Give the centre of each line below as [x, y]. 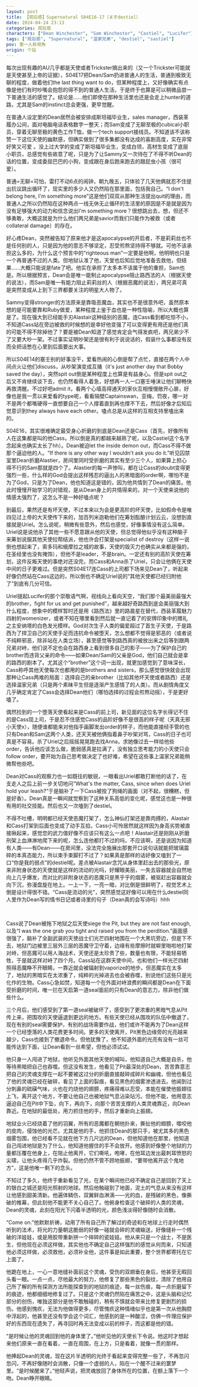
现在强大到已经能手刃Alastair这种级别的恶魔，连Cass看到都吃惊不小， [106, 317]
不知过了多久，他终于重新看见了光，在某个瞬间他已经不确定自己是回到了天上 [99, 1180]
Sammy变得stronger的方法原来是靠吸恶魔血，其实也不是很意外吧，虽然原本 [98, 302]
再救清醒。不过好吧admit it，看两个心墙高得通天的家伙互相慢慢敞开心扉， [95, 389]
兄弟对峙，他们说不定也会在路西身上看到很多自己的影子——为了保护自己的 [96, 648]
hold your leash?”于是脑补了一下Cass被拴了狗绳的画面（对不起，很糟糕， [95, 791]
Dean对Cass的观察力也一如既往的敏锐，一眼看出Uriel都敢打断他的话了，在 [97, 776]
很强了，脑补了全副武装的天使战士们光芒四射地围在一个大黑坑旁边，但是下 [96, 938]
